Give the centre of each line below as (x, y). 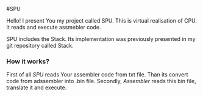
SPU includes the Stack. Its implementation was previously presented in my (101, 39)
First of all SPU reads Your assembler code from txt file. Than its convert (97, 75)
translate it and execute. (37, 87)
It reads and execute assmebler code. (54, 27)
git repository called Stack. (40, 46)
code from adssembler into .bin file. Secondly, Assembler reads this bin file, (101, 81)
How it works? (28, 61)
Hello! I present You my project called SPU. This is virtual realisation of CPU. (101, 20)
